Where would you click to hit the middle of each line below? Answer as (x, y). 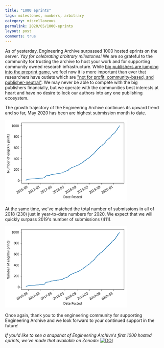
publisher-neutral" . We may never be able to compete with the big (71, 82)
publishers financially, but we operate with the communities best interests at (82, 88)
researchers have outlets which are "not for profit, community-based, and (80, 77)
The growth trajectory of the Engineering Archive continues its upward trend (82, 108)
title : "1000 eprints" (28, 10)
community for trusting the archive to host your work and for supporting (78, 61)
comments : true (21, 36)
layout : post (18, 31)
